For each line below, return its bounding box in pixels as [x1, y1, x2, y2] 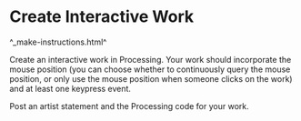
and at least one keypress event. [9, 83, 132, 94]
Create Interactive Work [9, 6, 194, 27]
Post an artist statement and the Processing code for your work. [9, 100, 250, 111]
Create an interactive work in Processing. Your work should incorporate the [9, 54, 292, 65]
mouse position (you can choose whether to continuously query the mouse [9, 64, 291, 75]
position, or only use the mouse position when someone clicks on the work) [9, 73, 293, 84]
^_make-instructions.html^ [9, 36, 107, 47]
